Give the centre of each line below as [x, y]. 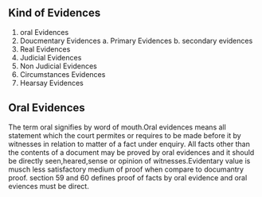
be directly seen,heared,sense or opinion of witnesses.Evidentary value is [129, 160]
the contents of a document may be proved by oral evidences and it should [131, 152]
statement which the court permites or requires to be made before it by [125, 135]
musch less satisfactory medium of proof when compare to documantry [126, 169]
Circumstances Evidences [63, 74]
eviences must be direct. [49, 186]
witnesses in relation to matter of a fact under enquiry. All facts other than [129, 144]
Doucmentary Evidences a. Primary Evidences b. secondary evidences [136, 41]
